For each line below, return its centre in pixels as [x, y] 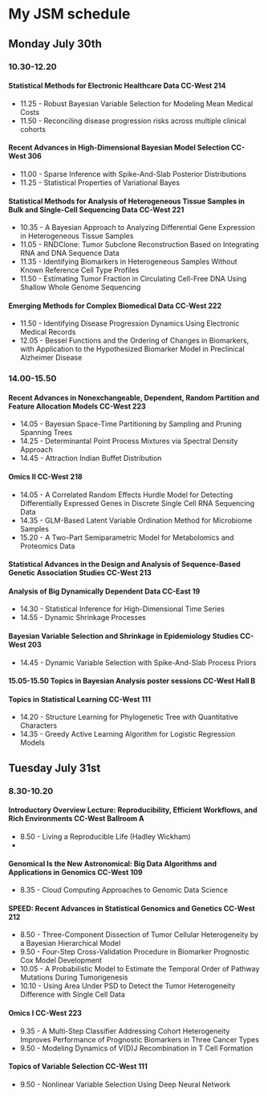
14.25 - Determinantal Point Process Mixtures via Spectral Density [129, 441]
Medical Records [48, 332]
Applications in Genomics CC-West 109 [75, 872]
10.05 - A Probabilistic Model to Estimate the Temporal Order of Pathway [140, 969]
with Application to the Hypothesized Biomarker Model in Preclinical [132, 349]
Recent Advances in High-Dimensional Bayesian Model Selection [119, 148]
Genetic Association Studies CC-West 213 [80, 573]
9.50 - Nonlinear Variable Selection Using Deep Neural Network [125, 1084]
